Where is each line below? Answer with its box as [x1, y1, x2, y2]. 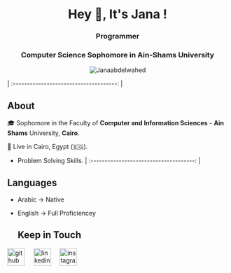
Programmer [95, 31, 140, 41]
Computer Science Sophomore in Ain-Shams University [20, 50, 215, 60]
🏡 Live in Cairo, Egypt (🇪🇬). [7, 143, 88, 151]
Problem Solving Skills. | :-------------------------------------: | [17, 157, 201, 165]
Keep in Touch [17, 229, 82, 241]
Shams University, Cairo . [7, 129, 80, 137]
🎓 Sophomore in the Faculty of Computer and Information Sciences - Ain [7, 119, 224, 127]
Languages [7, 176, 57, 188]
